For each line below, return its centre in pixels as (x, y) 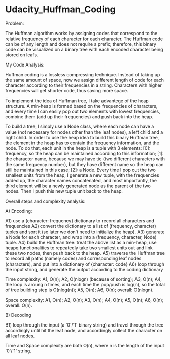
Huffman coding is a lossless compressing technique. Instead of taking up (83, 74)
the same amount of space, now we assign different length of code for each (84, 80)
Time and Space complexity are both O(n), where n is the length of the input (85, 345)
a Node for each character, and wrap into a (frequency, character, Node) (81, 237)
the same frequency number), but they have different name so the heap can (84, 164)
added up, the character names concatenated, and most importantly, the (81, 180)
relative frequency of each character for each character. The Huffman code (84, 39)
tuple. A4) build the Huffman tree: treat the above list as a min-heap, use (81, 242)
